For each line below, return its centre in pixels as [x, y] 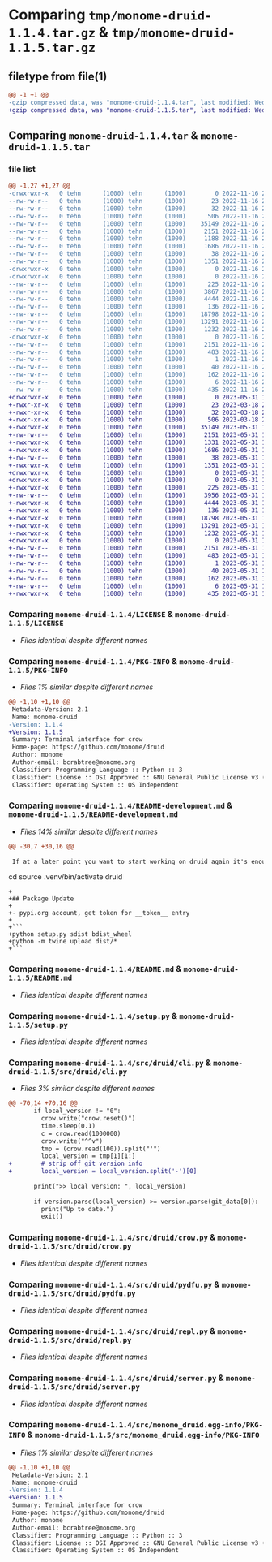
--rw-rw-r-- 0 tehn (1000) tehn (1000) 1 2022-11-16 [134, 360]
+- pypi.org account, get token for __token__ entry [99, 913]
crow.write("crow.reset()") [88, 1119]
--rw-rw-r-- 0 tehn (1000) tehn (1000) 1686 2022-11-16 [134, 246]
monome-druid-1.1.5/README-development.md [93, 815]
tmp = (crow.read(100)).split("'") [101, 1149]
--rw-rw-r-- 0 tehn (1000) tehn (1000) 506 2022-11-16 [134, 216]
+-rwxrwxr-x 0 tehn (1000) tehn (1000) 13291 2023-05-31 [134, 525]
